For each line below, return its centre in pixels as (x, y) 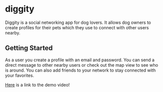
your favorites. (19, 75)
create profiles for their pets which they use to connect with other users (77, 27)
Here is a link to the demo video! (37, 85)
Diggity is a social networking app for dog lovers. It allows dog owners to (78, 22)
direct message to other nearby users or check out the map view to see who (81, 65)
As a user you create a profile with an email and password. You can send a (80, 60)
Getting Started (29, 48)
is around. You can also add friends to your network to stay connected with (80, 70)
